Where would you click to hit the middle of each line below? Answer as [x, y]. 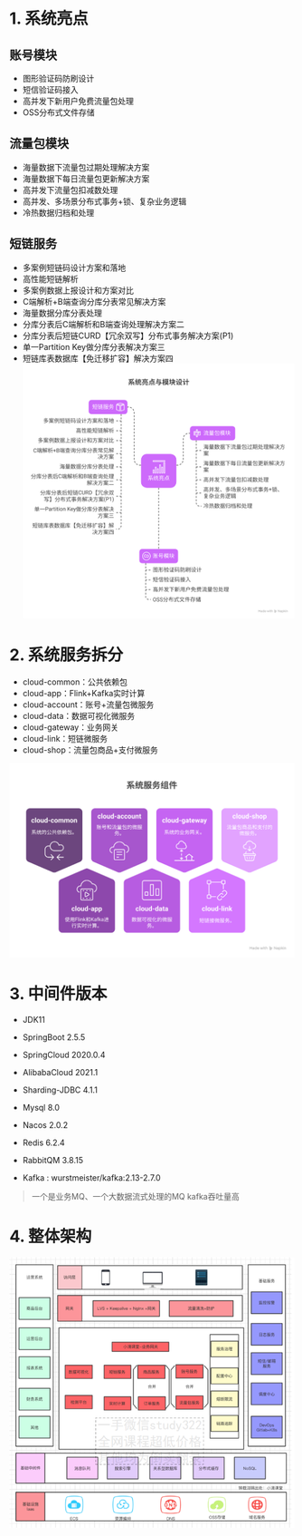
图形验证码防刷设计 [58, 78]
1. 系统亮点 [49, 19]
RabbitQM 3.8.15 [53, 1161]
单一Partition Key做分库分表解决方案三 [94, 346]
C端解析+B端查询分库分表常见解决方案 [94, 301]
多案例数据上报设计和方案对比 [78, 290]
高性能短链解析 [50, 278]
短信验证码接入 [50, 90]
